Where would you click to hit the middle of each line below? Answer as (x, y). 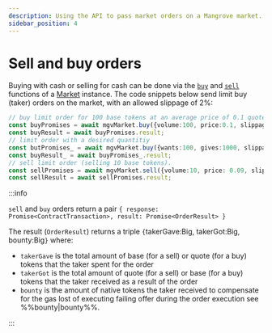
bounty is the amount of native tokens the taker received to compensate (139, 290)
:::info (18, 193)
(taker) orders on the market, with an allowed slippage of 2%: (110, 103)
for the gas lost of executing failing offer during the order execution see (139, 299)
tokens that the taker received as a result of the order (109, 282)
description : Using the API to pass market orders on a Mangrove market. (136, 16)
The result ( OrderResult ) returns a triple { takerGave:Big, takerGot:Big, (124, 232)
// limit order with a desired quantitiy (79, 141)
